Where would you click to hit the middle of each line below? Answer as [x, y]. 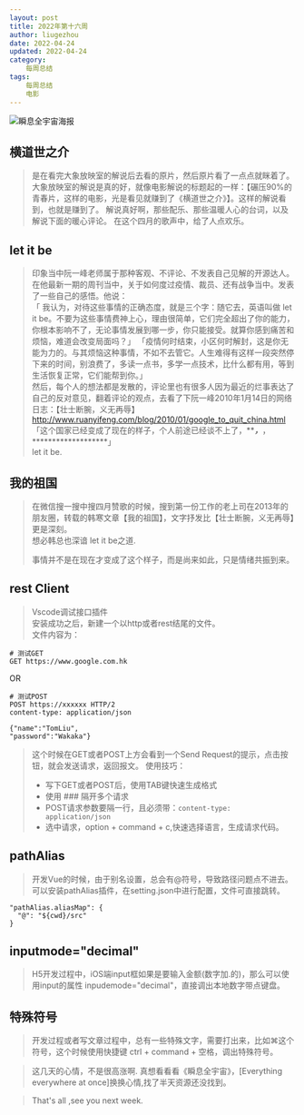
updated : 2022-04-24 [49, 52]
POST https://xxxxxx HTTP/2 [63, 705]
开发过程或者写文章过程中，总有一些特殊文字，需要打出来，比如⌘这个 [163, 1041]
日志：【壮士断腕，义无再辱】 [85, 409]
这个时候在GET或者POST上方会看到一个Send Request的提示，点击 [156, 754]
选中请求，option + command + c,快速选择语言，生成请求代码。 [164, 826]
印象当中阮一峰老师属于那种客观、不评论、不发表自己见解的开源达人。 [163, 273]
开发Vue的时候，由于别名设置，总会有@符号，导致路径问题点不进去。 [162, 879]
